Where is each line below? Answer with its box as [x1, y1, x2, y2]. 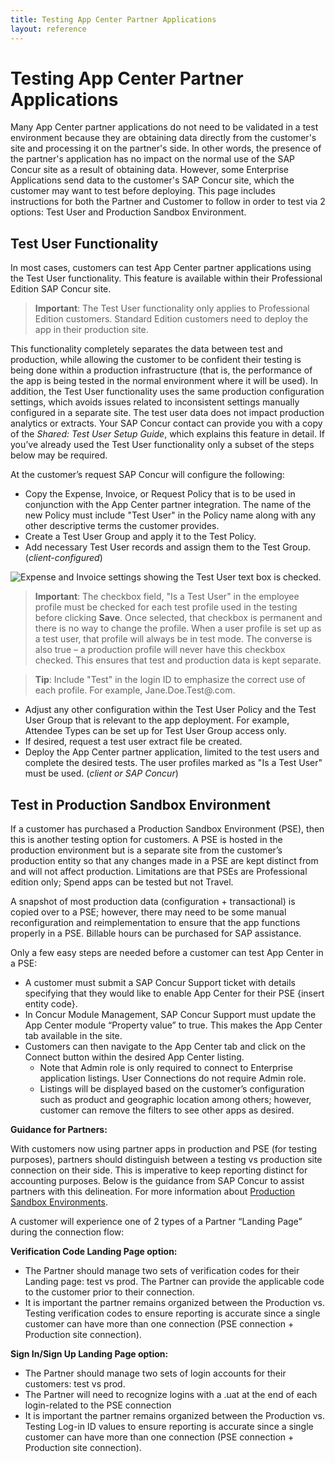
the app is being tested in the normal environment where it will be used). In [10, 375, 318, 387]
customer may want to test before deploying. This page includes [10, 185, 276, 197]
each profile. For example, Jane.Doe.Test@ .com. [34, 684, 236, 696]
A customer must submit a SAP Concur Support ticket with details [24, 977, 296, 989]
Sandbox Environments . [10, 1196, 108, 1208]
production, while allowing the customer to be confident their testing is [10, 354, 302, 366]
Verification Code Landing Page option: [10, 1246, 178, 1258]
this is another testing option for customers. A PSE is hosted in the [10, 834, 283, 846]
